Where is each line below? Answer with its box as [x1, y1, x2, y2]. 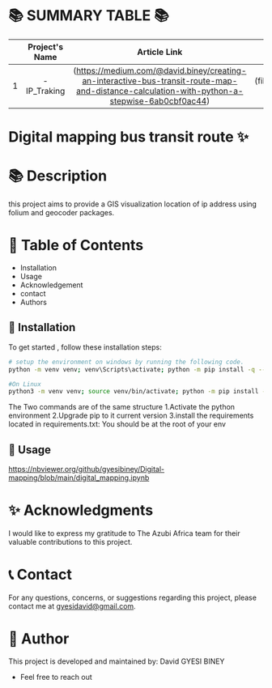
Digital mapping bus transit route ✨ [8, 128, 249, 147]
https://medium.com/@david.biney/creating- [75, 65, 247, 76]
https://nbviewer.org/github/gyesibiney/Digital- [8, 465, 165, 474]
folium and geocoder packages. [8, 208, 115, 218]
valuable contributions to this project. [8, 537, 133, 547]
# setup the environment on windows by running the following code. [8, 358, 244, 366]
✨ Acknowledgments [8, 501, 154, 520]
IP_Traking [25, 85, 66, 96]
